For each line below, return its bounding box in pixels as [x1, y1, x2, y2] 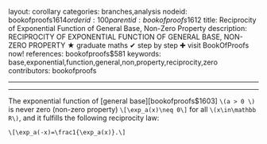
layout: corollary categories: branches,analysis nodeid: [8, 7, 188, 16]
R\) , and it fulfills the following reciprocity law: [8, 113, 160, 123]
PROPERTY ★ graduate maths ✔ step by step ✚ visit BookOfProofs [28, 41, 250, 50]
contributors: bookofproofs [8, 66, 97, 75]
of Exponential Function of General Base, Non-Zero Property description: [8, 24, 248, 33]
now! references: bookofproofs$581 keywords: [8, 49, 161, 58]
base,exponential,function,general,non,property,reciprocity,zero [8, 57, 219, 67]
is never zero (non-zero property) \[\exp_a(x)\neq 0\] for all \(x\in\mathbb [8, 105, 257, 114]
